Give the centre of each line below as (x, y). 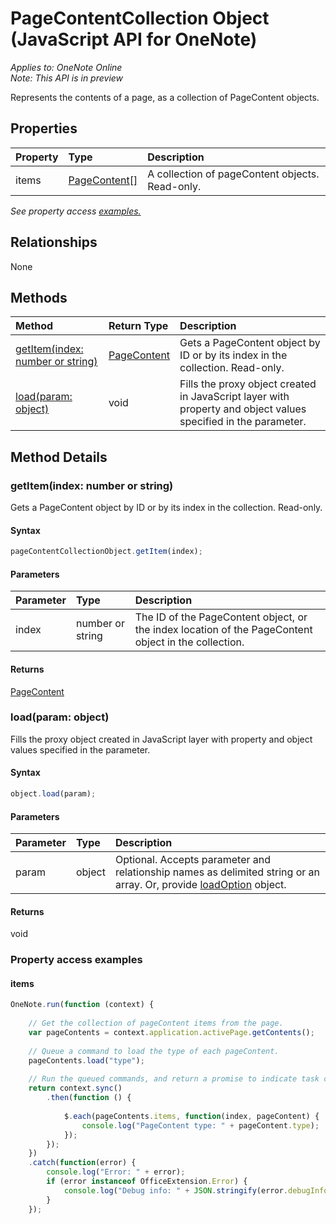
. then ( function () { (89, 1098)
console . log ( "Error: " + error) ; (116, 1172)
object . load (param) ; (53, 794)
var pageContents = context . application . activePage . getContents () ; (171, 1033)
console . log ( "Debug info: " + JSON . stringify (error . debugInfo (196, 1190)
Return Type (138, 326)
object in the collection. (189, 642)
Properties (44, 128)
